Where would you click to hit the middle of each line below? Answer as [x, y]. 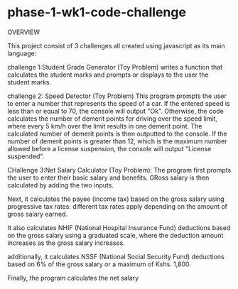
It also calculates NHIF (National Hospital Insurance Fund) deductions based [119, 227]
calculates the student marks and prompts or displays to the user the [108, 75]
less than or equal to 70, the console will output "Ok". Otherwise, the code [115, 111]
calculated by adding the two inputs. [60, 185]
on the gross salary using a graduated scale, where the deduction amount [115, 235]
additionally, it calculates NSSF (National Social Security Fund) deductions [116, 256]
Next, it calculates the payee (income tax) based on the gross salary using [116, 199]
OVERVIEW [24, 32]
